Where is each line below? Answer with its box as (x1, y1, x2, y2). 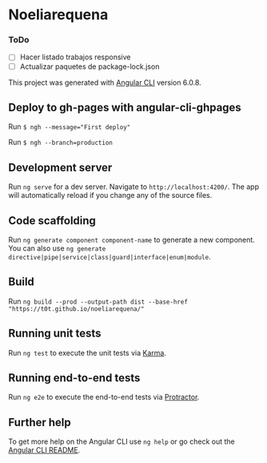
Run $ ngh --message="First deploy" (8, 122, 131, 131)
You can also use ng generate (8, 244, 106, 253)
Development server (8, 160, 113, 174)
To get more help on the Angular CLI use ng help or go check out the (8, 437, 235, 446)
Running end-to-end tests (8, 371, 141, 385)
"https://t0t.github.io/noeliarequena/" (8, 304, 145, 313)
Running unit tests (8, 327, 102, 340)
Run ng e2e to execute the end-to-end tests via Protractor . (8, 393, 200, 402)
